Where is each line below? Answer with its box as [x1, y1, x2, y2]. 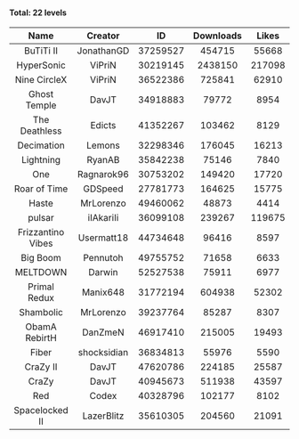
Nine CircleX [14, 74, 68, 86]
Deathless [20, 125, 62, 137]
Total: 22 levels [9, 7, 67, 18]
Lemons [85, 139, 120, 151]
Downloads [192, 29, 242, 42]
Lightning [20, 154, 61, 167]
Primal [28, 280, 55, 293]
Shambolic [19, 306, 64, 319]
